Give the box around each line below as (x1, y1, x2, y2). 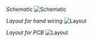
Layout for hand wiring (6, 17, 63, 24)
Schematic (6, 6, 33, 13)
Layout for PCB (6, 29, 44, 36)
